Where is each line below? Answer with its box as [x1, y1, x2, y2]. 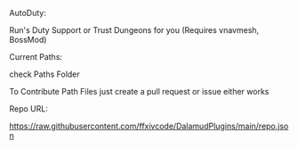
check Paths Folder [9, 69, 80, 79]
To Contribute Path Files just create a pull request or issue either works [9, 87, 270, 96]
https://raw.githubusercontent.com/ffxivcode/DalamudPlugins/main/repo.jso [9, 120, 289, 131]
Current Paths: [9, 52, 63, 62]
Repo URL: [9, 103, 49, 114]
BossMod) [9, 35, 47, 45]
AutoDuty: [9, 8, 46, 18]
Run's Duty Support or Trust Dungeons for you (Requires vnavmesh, [9, 25, 260, 35]
